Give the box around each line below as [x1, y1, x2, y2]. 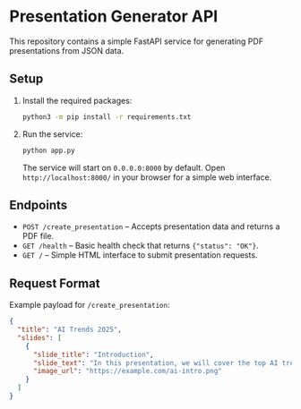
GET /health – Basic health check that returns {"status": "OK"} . [21, 240, 260, 251]
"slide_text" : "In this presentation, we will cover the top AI [32, 358, 279, 368]
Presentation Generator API [9, 6, 219, 27]
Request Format [9, 276, 100, 291]
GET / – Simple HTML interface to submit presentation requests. [21, 250, 258, 260]
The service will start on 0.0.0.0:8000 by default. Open [21, 162, 226, 173]
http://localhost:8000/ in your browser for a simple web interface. [21, 172, 272, 183]
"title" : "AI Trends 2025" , [17, 325, 123, 334]
